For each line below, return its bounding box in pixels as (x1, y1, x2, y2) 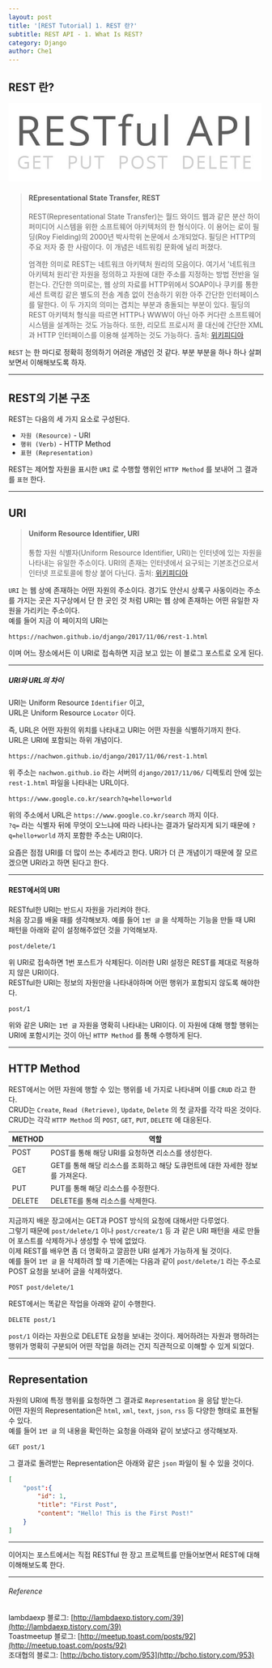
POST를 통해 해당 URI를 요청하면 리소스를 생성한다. (50, 1147, 213, 1158)
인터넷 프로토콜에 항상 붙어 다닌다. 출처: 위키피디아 (28, 568, 189, 578)
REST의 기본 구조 (8, 391, 91, 405)
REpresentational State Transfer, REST (28, 193, 160, 203)
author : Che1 (8, 47, 53, 56)
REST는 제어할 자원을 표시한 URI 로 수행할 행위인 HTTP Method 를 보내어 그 (8, 464, 243, 474)
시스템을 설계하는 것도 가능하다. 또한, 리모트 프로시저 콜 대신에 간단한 (28, 320, 247, 330)
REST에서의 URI (8, 885, 61, 895)
